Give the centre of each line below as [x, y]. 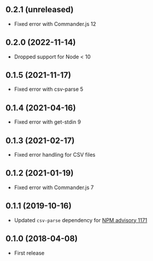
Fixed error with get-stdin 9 [47, 122]
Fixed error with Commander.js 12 [55, 24]
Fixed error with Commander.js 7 [54, 187]
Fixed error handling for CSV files [55, 155]
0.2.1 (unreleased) [40, 10]
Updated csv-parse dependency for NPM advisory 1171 [81, 220]
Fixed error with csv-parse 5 [49, 89]
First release [29, 253]
